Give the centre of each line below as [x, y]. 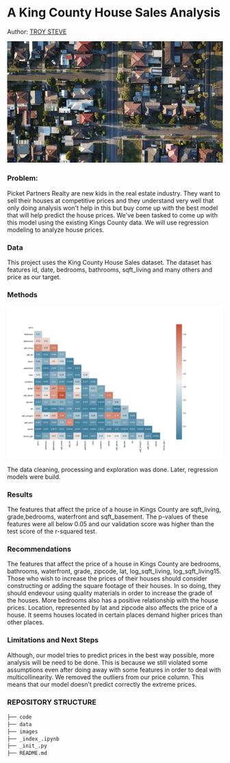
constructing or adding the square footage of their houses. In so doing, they [114, 586]
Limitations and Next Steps [53, 640]
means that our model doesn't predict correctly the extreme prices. [102, 684]
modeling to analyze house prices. [56, 230]
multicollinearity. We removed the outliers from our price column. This [105, 677]
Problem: [23, 178]
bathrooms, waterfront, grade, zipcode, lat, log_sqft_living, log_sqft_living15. [114, 572]
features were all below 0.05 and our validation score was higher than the [111, 524]
